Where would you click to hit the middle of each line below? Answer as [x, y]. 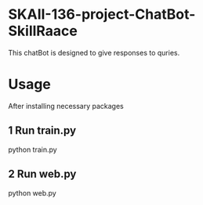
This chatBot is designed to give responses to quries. [94, 52]
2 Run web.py [42, 174]
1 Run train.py [42, 131]
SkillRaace [43, 31]
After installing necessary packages [66, 106]
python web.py [32, 192]
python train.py [33, 149]
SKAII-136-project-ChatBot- [102, 14]
